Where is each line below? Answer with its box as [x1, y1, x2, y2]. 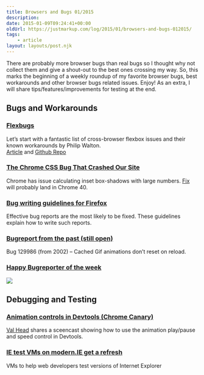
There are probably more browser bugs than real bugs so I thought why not [6, 59, 195, 67]
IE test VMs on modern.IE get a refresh [6, 348, 123, 357]
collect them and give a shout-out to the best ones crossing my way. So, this [6, 66, 199, 73]
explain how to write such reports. [6, 219, 92, 226]
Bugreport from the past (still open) [6, 234, 113, 243]
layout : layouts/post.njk [6, 43, 72, 49]
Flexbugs [6, 121, 35, 130]
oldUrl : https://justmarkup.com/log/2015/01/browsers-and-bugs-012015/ [6, 26, 192, 32]
